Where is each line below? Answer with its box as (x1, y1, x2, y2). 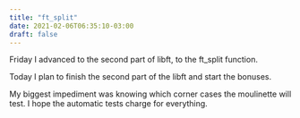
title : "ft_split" (9, 13, 78, 22)
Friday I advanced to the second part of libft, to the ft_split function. (9, 55, 258, 65)
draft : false (9, 29, 58, 38)
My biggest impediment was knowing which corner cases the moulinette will (9, 88, 292, 99)
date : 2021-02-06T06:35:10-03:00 (9, 21, 134, 30)
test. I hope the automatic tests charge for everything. (9, 98, 208, 109)
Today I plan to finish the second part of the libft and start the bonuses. (9, 72, 272, 82)
